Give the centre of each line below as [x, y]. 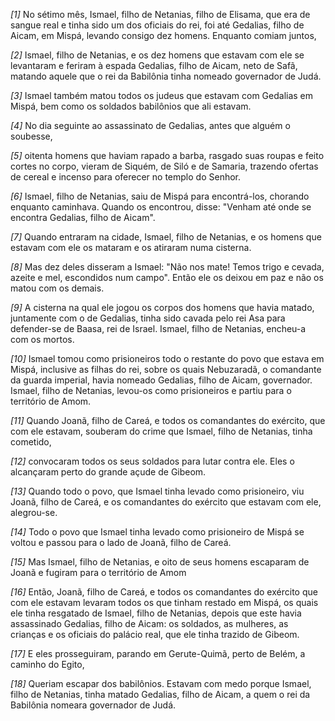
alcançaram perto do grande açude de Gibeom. [108, 472]
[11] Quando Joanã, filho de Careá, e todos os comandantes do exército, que [168, 420]
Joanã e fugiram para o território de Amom [98, 572]
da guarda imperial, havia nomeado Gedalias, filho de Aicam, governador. [161, 380]
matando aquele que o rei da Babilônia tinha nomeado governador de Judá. [166, 76]
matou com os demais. [57, 288]
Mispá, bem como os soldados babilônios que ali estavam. [131, 106]
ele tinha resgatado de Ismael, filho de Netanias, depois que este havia [156, 613]
